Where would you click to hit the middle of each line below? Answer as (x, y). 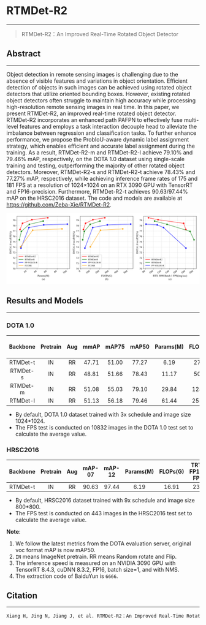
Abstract (24, 54)
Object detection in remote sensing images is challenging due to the (92, 74)
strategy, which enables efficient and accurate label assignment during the (101, 146)
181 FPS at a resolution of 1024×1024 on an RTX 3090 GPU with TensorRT (100, 185)
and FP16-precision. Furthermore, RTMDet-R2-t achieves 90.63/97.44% (97, 191)
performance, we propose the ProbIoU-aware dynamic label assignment (98, 139)
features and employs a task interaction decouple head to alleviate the (108, 126)
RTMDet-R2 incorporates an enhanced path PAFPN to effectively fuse (94, 119)
